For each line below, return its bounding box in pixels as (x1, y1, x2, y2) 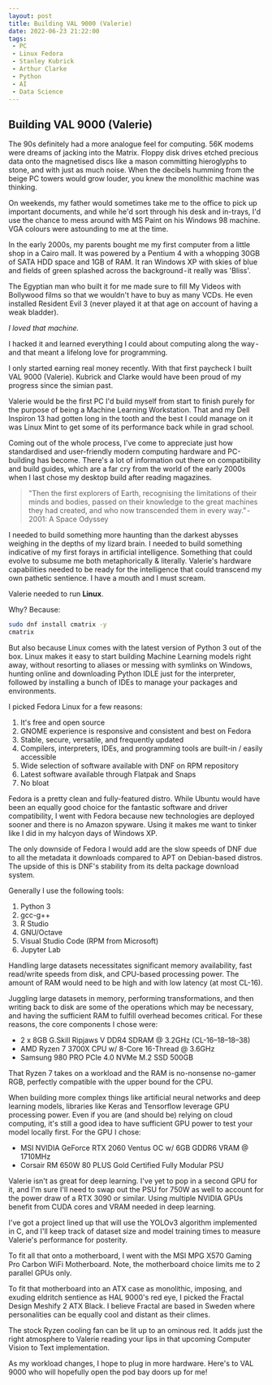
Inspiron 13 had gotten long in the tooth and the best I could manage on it (8, 414, 253, 424)
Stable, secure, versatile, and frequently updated (19, 734, 184, 744)
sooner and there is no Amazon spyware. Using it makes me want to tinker (8, 819, 257, 830)
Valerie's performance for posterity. (8, 1235, 128, 1244)
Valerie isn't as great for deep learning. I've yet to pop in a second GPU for (8, 1176, 258, 1186)
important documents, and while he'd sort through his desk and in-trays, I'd (8, 207, 261, 216)
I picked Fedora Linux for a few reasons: (8, 701, 143, 712)
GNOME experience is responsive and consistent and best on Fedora (19, 725, 252, 736)
